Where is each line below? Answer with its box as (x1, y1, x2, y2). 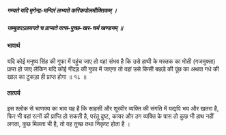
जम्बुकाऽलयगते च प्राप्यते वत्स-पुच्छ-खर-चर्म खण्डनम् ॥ (7, 23, 123, 32)
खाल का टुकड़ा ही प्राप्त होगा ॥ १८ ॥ (7, 73, 87, 81)
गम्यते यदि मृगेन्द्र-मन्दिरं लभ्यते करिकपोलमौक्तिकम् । (7, 6, 117, 14)
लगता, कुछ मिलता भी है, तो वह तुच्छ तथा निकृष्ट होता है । (7, 120, 131, 128)
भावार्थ (7, 42, 20, 50)
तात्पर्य (7, 88, 20, 97)
